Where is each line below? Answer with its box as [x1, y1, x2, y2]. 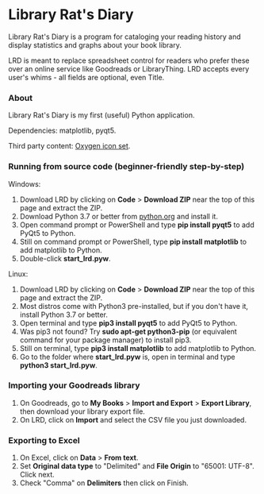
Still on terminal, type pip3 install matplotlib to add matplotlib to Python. [19, 343, 256, 353]
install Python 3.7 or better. [19, 310, 109, 319]
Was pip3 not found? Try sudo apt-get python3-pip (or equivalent [19, 326, 238, 336]
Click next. [19, 470, 55, 480]
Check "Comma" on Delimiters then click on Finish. [19, 478, 189, 488]
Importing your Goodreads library [8, 380, 140, 391]
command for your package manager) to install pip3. [19, 335, 192, 345]
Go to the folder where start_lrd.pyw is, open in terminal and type [19, 352, 235, 361]
